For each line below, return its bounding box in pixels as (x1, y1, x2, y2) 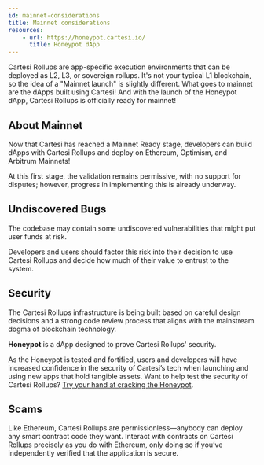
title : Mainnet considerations (8, 19, 111, 27)
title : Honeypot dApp (28, 41, 101, 49)
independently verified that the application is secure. (8, 448, 179, 458)
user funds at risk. (8, 231, 67, 241)
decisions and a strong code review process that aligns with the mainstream (8, 316, 255, 325)
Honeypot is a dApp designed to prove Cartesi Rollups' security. (8, 339, 217, 349)
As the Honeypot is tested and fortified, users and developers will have (8, 355, 238, 364)
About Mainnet (8, 119, 83, 132)
